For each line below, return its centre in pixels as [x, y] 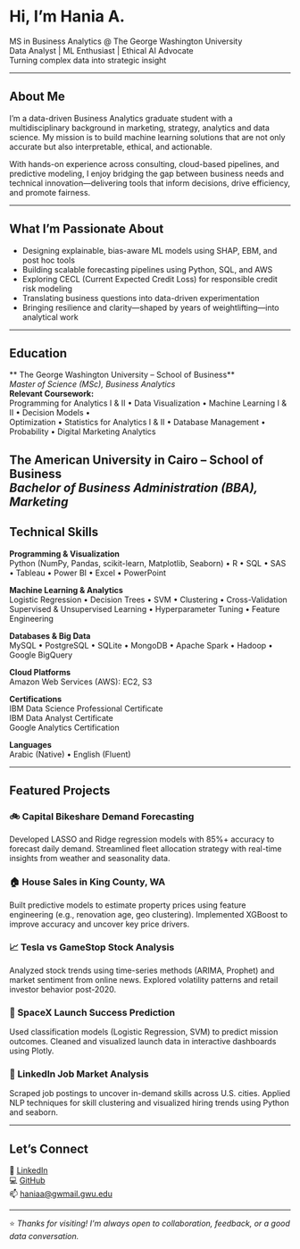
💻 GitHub [27, 1180]
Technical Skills [54, 532]
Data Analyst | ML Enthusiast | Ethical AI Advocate [101, 50]
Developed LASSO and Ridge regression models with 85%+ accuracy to [142, 839]
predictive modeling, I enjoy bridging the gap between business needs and [146, 173]
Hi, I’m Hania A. [67, 17]
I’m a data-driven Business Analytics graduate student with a [121, 118]
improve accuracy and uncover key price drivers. [100, 924]
